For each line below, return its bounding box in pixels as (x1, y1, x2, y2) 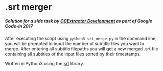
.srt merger (5, 1, 52, 13)
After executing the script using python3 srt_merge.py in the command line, (5, 36, 157, 42)
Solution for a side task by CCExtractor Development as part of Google (5, 18, 153, 24)
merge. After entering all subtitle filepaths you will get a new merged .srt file (5, 46, 158, 52)
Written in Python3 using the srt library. (5, 61, 84, 67)
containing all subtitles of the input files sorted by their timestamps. (5, 51, 141, 57)
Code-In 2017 (5, 23, 33, 29)
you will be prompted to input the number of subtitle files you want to (5, 41, 144, 47)
